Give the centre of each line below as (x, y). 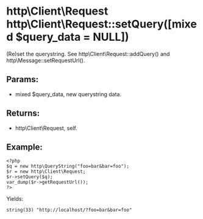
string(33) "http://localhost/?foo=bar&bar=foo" (69, 210)
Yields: (15, 199)
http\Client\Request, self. (46, 128)
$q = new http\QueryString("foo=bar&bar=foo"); (68, 166)
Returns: (23, 113)
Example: (24, 147)
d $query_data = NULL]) (68, 37)
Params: (22, 79)
